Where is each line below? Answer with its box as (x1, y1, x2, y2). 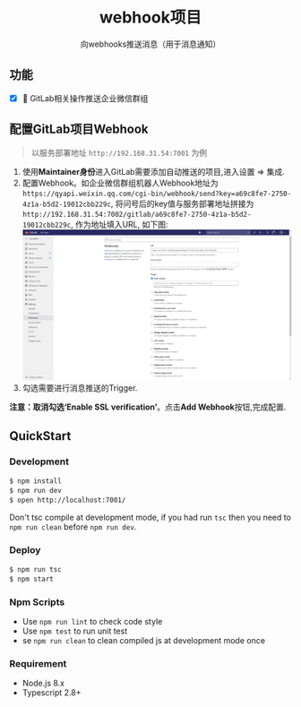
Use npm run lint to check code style (21, 616, 163, 626)
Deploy (9, 543, 41, 556)
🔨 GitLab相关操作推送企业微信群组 (21, 92, 149, 103)
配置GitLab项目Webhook (9, 122, 150, 137)
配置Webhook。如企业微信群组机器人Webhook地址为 (21, 177, 219, 188)
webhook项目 (99, 7, 202, 28)
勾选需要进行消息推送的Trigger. (21, 383, 138, 393)
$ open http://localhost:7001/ (9, 496, 126, 504)
